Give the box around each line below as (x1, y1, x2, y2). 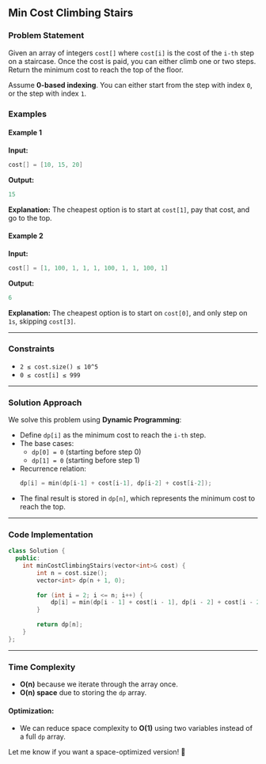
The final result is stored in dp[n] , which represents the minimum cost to (19, 494, 256, 503)
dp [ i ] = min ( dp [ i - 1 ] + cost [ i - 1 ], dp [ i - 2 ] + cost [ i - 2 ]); (19, 479, 212, 487)
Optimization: (8, 705, 55, 715)
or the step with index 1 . (8, 89, 87, 98)
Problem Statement (8, 30, 85, 41)
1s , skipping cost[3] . (8, 316, 77, 326)
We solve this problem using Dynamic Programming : (8, 415, 182, 425)
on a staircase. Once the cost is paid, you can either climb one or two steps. (8, 56, 256, 66)
